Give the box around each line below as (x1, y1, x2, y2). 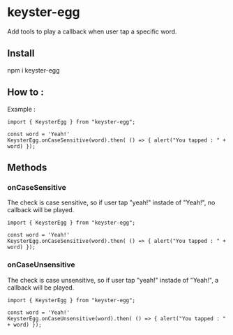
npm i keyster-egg (7, 66, 60, 74)
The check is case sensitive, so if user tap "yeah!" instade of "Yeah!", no (7, 198, 216, 207)
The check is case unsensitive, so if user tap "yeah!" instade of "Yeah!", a (7, 276, 219, 284)
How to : (7, 87, 44, 98)
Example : (7, 105, 36, 113)
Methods (7, 161, 47, 173)
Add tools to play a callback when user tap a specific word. (7, 27, 177, 36)
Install (7, 47, 35, 59)
